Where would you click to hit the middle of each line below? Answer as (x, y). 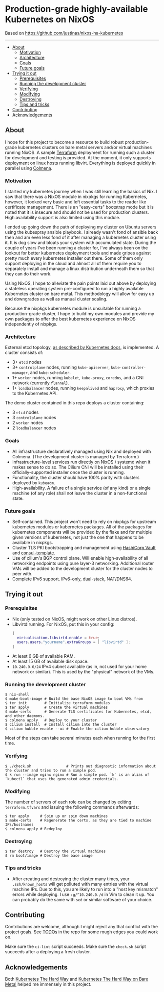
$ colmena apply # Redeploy (34, 829)
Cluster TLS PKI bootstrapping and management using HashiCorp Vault (84, 547)
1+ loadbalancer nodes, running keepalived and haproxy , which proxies (83, 388)
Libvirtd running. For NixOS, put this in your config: (63, 624)
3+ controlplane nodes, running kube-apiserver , (61, 367)
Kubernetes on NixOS (50, 19)
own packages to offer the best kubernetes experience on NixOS (70, 319)
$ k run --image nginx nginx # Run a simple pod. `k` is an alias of (77, 775)
